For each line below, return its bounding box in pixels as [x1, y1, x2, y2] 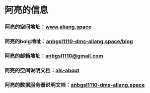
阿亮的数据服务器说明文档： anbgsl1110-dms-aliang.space [4, 81, 145, 88]
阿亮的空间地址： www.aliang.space [4, 23, 92, 30]
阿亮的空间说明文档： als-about [4, 67, 80, 74]
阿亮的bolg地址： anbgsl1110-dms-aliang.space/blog [4, 38, 133, 45]
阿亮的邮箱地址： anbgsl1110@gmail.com [4, 52, 104, 59]
